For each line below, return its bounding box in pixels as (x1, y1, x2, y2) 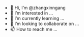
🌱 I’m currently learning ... (10, 15, 65, 21)
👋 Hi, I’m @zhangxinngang (10, 5, 66, 10)
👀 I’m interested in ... (10, 10, 53, 16)
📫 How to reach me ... (10, 26, 58, 32)
